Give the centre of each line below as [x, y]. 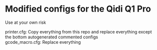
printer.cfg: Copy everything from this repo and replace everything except [78, 32]
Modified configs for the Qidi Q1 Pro [78, 9]
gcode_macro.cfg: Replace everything [43, 42]
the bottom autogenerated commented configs [51, 37]
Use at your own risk [26, 22]
